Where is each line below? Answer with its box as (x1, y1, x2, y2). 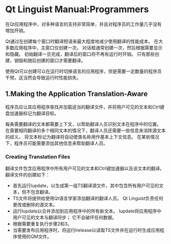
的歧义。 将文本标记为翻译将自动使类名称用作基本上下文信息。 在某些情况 (5, 133, 159, 140)
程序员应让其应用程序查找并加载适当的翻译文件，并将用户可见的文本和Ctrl (5, 103, 160, 110)
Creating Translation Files (5, 153, 70, 160)
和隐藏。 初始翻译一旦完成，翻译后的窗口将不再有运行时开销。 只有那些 (5, 51, 155, 57)
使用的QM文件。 (17, 233, 52, 240)
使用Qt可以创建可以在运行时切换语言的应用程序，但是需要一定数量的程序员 (5, 68, 162, 74)
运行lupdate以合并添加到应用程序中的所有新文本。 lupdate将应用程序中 (12, 208, 162, 214)
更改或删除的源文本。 (12, 202, 58, 208)
